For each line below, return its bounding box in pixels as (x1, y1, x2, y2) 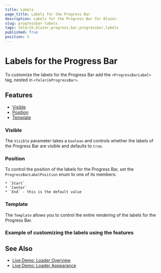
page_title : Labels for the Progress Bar (5, 12, 91, 17)
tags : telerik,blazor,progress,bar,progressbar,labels (5, 25, 119, 30)
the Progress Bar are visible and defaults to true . (5, 143, 103, 149)
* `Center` (5, 185, 27, 190)
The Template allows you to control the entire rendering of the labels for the (5, 212, 156, 218)
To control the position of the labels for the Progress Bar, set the (5, 166, 134, 172)
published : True (5, 30, 38, 35)
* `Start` (5, 181, 25, 186)
